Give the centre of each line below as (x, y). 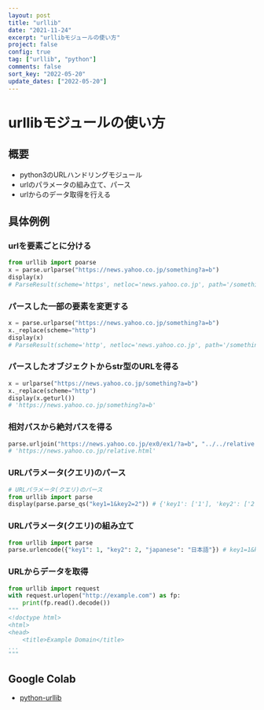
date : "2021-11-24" (40, 30)
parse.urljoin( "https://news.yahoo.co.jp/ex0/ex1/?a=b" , (103, 444)
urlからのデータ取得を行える (65, 194)
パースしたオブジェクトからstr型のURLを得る (93, 367)
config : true (29, 52)
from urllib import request (54, 588)
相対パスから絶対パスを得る (60, 427)
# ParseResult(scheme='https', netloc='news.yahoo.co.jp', (107, 284)
